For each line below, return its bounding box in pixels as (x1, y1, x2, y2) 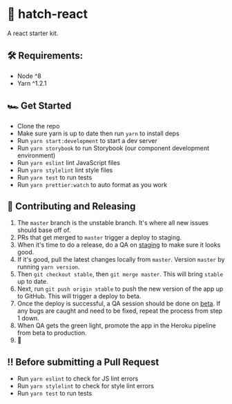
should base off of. (17, 226, 71, 234)
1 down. (17, 314, 39, 323)
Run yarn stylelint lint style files (17, 166, 113, 174)
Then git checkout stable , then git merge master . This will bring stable (17, 270, 223, 278)
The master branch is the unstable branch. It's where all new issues (17, 219, 209, 227)
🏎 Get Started (7, 100, 72, 112)
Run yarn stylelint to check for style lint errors (17, 382, 154, 390)
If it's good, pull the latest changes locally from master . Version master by (17, 256, 225, 264)
